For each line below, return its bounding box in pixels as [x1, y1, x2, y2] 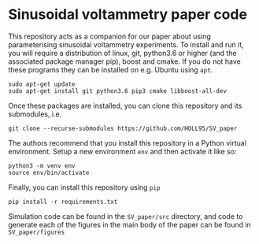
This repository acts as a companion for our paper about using [8, 31, 211, 41]
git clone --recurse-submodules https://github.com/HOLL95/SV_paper [8, 124, 238, 132]
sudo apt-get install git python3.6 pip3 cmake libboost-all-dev [8, 87, 227, 95]
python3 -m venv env [8, 161, 76, 170]
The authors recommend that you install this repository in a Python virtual [8, 138, 246, 147]
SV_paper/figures [8, 228, 65, 236]
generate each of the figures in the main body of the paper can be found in [8, 220, 252, 229]
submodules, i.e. [8, 109, 62, 119]
